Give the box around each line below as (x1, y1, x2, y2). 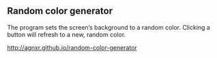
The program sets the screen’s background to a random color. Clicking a (7, 23, 210, 31)
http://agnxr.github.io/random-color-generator (7, 43, 138, 51)
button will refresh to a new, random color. (7, 30, 126, 38)
